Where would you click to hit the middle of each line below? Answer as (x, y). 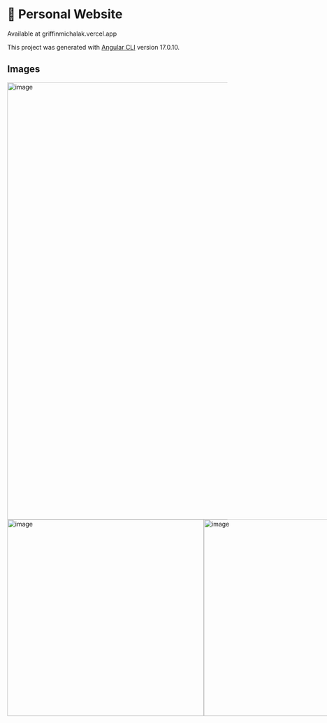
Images (24, 69)
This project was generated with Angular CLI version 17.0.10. (94, 47)
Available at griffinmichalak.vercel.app (62, 34)
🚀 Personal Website (65, 14)
